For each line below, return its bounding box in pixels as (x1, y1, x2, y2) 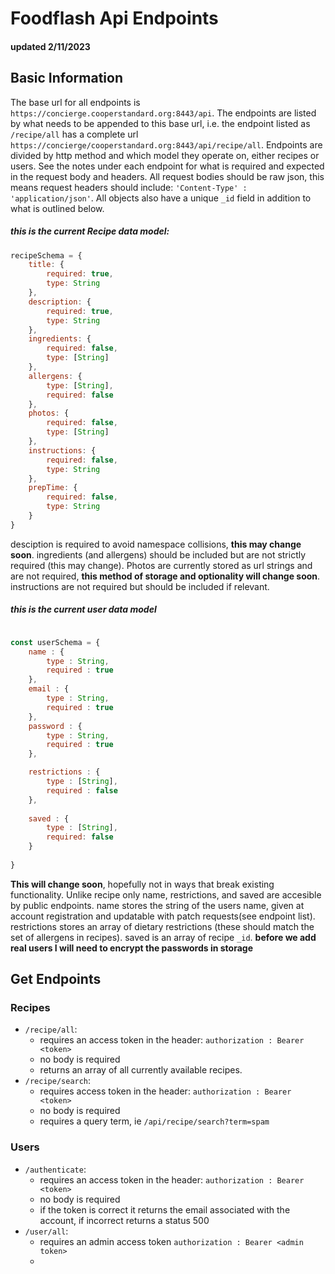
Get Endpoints (10, 971, 102, 988)
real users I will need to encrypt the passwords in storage (10, 942, 254, 954)
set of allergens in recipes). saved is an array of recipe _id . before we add (10, 931, 317, 943)
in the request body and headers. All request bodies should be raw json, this (10, 170, 325, 182)
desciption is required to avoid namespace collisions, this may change (10, 538, 302, 550)
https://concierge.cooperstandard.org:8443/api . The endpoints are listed (10, 107, 317, 119)
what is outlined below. (10, 202, 105, 214)
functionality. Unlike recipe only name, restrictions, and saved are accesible (10, 888, 322, 901)
